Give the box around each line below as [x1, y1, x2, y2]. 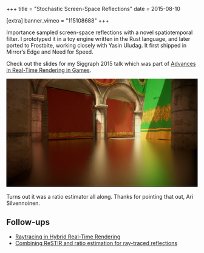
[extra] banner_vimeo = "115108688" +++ [6, 17, 109, 24]
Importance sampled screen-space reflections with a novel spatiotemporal [6, 29, 193, 36]
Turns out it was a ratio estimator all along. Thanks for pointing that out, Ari [6, 193, 194, 200]
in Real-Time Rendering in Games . [6, 66, 92, 74]
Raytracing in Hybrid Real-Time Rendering [15, 233, 121, 240]
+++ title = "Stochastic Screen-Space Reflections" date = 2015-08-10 [6, 5, 181, 12]
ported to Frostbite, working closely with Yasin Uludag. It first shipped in [6, 42, 187, 49]
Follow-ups [6, 216, 50, 227]
